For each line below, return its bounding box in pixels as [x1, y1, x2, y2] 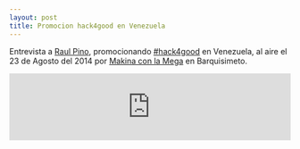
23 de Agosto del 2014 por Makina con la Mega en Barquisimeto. [9, 55, 248, 66]
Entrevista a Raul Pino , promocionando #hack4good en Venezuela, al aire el [9, 46, 287, 56]
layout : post [9, 12, 58, 22]
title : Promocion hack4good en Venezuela [9, 21, 166, 30]
